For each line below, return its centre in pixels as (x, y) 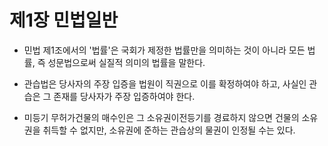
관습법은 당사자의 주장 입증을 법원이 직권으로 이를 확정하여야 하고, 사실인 (165, 83)
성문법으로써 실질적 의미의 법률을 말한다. (126, 62)
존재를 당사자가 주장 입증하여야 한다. (124, 96)
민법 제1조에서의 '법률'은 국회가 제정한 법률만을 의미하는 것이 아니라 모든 (164, 50)
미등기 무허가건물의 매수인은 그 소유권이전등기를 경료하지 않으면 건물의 (161, 117)
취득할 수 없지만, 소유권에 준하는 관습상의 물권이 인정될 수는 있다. (169, 130)
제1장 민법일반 (64, 20)
